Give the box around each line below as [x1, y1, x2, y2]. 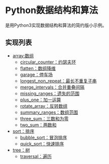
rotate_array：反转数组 [20, 103, 68, 109]
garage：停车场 [20, 71, 53, 77]
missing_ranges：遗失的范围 [20, 90, 80, 96]
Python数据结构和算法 [5, 5, 98, 16]
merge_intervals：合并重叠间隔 [20, 84, 85, 90]
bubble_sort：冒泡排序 [20, 134, 67, 140]
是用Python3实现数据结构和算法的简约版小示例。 [5, 22, 107, 28]
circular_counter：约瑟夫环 [20, 59, 77, 65]
